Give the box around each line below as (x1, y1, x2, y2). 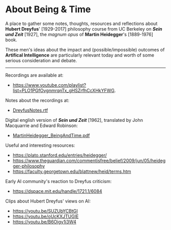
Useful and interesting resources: (5, 142, 75, 148)
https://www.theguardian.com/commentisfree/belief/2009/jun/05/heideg (12, 157, 166, 164)
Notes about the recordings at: (5, 97, 70, 103)
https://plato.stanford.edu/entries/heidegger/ (12, 152, 107, 158)
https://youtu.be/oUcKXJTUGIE (12, 213, 79, 219)
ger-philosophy (12, 163, 45, 169)
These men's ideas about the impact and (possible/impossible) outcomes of (5, 46, 165, 53)
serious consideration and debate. (5, 57, 77, 63)
